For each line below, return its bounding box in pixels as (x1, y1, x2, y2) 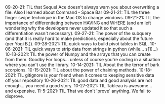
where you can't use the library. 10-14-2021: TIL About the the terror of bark (5, 62, 160, 68)
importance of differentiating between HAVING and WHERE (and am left (5, 20, 152, 26)
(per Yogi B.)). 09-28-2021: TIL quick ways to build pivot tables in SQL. (5, 41, 149, 46)
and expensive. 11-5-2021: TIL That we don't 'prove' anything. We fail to (5, 88, 151, 94)
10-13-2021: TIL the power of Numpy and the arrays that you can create (5, 51, 151, 57)
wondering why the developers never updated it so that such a (5, 25, 132, 31)
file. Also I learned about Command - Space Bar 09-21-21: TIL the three (5, 9, 150, 15)
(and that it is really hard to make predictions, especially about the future (5, 35, 153, 41)
